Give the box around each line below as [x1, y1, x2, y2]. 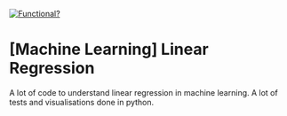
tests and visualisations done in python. [9, 97, 155, 107]
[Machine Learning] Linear [9, 40, 209, 59]
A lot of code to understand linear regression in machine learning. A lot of [9, 87, 278, 97]
